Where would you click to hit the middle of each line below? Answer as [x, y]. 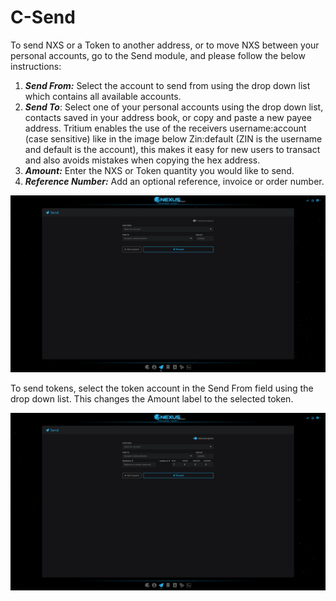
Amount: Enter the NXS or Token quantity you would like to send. [159, 170]
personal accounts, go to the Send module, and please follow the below [158, 55]
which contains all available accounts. [103, 96]
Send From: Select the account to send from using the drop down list [167, 85]
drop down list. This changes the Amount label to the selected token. [152, 399]
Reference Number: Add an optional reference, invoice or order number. [174, 181]
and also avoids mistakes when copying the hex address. [142, 160]
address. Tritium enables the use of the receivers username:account [165, 128]
